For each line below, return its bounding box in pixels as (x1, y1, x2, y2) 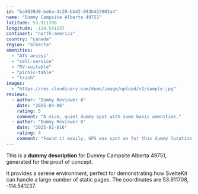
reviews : (6, 91, 28, 97)
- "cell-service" (11, 58, 55, 64)
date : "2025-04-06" (17, 102, 65, 109)
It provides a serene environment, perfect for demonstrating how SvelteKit (6, 170, 188, 177)
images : (6, 81, 25, 87)
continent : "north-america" (6, 31, 76, 37)
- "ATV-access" (11, 53, 49, 59)
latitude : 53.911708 (6, 20, 58, 26)
